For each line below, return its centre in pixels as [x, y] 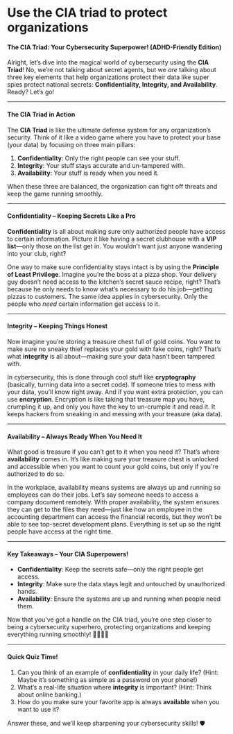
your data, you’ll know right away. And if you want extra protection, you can [115, 392]
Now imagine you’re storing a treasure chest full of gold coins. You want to [114, 342]
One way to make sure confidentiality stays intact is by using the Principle [113, 267]
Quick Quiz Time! [33, 657]
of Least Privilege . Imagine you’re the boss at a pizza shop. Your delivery [112, 274]
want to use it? [38, 709]
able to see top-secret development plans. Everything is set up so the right [114, 524]
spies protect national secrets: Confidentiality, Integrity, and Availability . [112, 85]
